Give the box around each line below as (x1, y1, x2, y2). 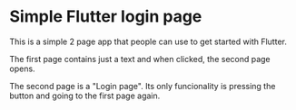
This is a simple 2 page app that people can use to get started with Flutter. (9, 36, 288, 47)
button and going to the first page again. (9, 90, 161, 101)
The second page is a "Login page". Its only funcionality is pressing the (9, 80, 276, 91)
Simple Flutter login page (9, 6, 202, 27)
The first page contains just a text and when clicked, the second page (9, 53, 271, 64)
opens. (9, 63, 35, 74)
